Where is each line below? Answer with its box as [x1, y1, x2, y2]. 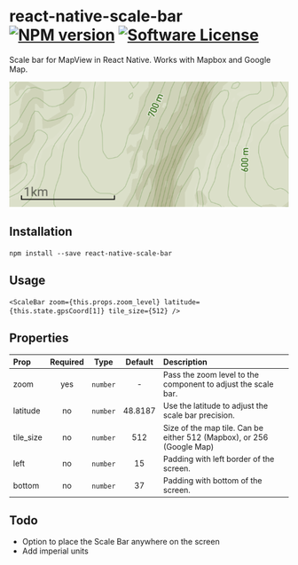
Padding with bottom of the [162, 475, 263, 486]
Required [50, 357, 84, 367]
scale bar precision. [162, 410, 235, 420]
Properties [9, 330, 69, 345]
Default [125, 357, 153, 367]
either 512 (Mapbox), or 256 [162, 432, 269, 443]
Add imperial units [21, 545, 89, 556]
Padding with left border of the [162, 453, 275, 464]
